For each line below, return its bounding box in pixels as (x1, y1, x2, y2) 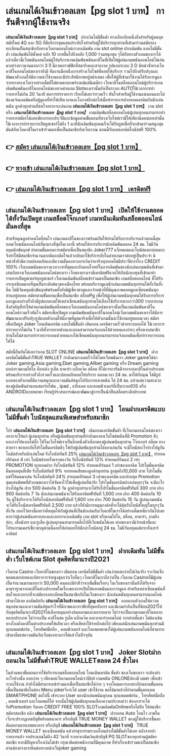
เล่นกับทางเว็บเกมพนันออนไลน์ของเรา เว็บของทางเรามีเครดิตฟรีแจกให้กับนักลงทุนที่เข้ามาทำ (6, 270, 156, 276)
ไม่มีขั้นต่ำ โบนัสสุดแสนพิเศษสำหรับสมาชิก (6, 413, 109, 422)
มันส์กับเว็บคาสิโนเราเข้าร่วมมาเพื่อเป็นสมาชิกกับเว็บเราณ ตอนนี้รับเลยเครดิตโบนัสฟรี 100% (6, 126, 157, 132)
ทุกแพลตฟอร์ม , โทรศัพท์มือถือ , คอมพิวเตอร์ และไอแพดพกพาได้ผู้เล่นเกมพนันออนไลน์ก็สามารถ (6, 626, 165, 632)
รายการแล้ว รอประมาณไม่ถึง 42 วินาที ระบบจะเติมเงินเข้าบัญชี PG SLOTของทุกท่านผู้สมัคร (6, 734, 157, 740)
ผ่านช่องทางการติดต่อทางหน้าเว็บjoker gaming (6, 745, 87, 751)
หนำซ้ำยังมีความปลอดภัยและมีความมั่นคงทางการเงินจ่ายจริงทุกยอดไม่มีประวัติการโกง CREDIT (6, 258, 161, 264)
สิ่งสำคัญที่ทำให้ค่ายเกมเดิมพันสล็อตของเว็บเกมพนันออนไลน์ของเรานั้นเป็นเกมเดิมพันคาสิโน (6, 304, 155, 310)
